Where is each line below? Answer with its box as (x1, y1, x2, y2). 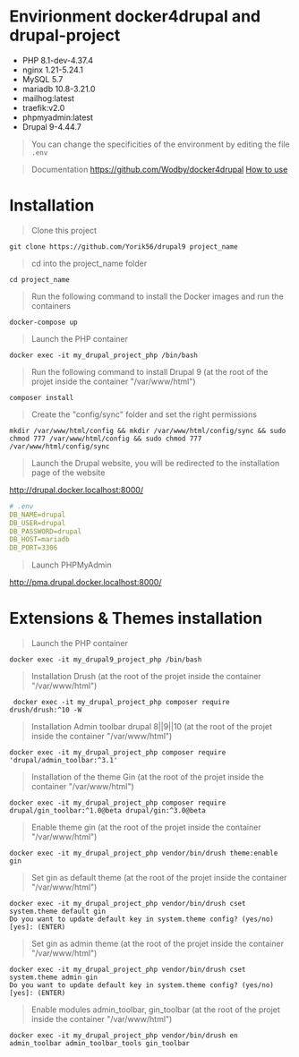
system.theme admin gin (9, 973, 98, 982)
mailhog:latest (21, 92, 74, 104)
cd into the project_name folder (30, 258, 148, 269)
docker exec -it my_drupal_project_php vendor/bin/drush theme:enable (9, 848, 278, 858)
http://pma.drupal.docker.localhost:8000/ (9, 577, 162, 588)
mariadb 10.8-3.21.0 (21, 83, 96, 94)
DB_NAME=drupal (9, 510, 66, 519)
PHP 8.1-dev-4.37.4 (21, 55, 94, 65)
